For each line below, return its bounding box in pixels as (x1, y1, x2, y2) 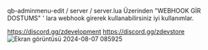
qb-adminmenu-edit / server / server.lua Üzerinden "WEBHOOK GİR (7, 7, 201, 15)
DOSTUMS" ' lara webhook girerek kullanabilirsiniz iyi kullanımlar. (7, 14, 194, 22)
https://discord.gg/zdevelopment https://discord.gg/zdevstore (7, 28, 185, 35)
